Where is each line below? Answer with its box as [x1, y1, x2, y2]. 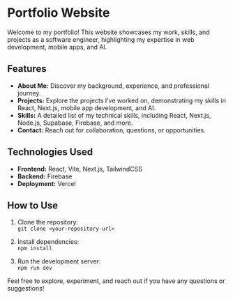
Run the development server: [17, 257, 101, 266]
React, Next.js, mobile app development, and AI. [17, 103, 156, 112]
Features [7, 63, 47, 75]
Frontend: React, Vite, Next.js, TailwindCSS [17, 164, 143, 173]
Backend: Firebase [17, 172, 73, 181]
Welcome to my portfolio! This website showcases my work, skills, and [7, 28, 211, 36]
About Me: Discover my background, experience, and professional [17, 82, 209, 90]
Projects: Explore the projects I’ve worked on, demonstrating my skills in [17, 96, 227, 105]
